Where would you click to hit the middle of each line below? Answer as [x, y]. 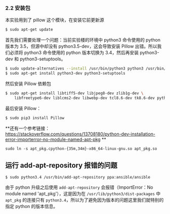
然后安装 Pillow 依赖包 [28, 83]
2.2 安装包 [18, 8]
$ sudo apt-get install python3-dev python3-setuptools [65, 74]
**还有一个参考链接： [28, 128]
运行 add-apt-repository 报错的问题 [61, 165]
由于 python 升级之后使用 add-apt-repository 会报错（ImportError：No [79, 187]
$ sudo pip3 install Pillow [35, 118]
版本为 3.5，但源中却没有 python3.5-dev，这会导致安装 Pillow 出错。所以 [81, 46]
